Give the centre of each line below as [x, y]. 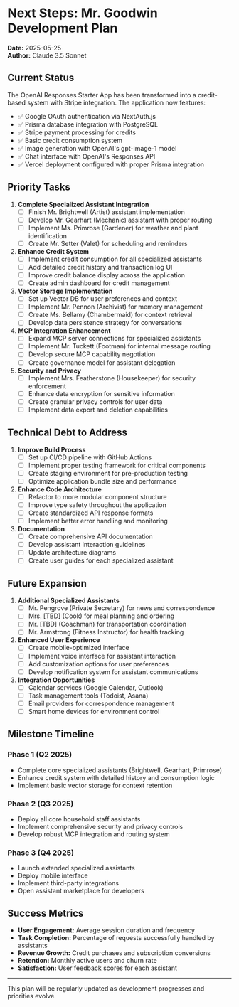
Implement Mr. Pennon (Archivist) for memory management [115, 307]
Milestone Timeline [51, 734]
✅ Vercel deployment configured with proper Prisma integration [111, 164]
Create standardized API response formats [91, 513]
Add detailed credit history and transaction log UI [100, 267]
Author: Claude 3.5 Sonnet [47, 55]
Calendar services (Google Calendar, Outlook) [96, 687]
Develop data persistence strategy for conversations [105, 323]
